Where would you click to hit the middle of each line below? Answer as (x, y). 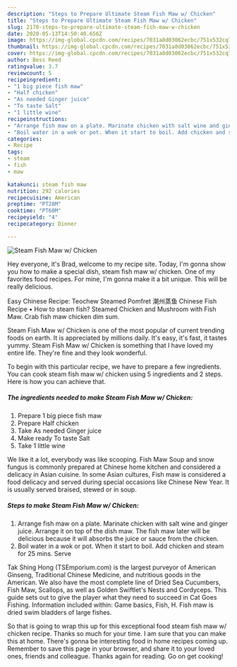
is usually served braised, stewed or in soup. (72, 489)
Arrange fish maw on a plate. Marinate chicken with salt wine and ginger (123, 523)
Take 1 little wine (41, 446)
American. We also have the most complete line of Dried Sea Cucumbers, (114, 582)
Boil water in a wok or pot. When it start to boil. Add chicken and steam (121, 546)
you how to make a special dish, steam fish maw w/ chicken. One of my (111, 271)
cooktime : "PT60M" (34, 211)
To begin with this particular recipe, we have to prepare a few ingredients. (115, 366)
